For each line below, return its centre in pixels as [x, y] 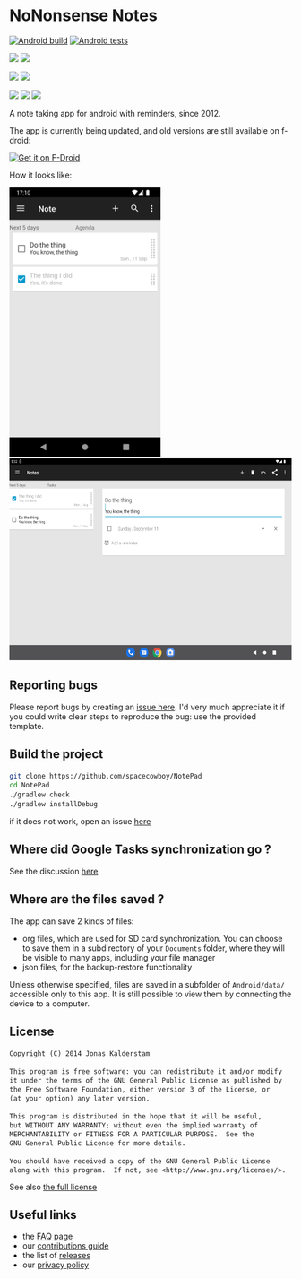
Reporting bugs [54, 686]
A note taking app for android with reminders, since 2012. [115, 113]
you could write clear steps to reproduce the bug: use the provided [133, 716]
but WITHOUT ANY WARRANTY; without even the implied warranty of [133, 1125]
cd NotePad [30, 786]
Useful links [43, 1215]
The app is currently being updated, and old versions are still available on [145, 130]
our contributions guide [65, 1246]
